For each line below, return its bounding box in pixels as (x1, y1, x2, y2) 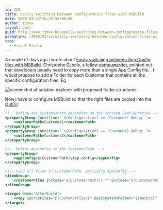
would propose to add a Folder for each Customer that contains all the (5, 72, 146, 78)
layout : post (5, 25, 32, 30)
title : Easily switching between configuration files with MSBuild (5, 12, 145, 17)
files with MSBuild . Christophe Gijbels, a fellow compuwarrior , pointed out (5, 62, 152, 68)
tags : (5, 39, 16, 44)
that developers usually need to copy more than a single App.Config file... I (5, 67, 154, 73)
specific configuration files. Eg (5, 77, 66, 83)
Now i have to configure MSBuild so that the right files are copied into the (5, 96, 152, 102)
